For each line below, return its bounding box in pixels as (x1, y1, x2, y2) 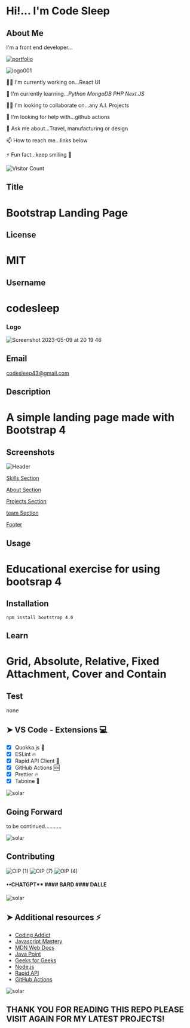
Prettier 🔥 (14, 771, 39, 778)
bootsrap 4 (6, 575, 62, 588)
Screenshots (6, 447, 55, 457)
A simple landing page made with (6, 411, 175, 424)
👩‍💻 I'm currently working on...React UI (6, 79, 100, 85)
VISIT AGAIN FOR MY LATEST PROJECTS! (6, 1014, 165, 1024)
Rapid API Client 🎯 (14, 757, 60, 764)
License (6, 230, 36, 240)
